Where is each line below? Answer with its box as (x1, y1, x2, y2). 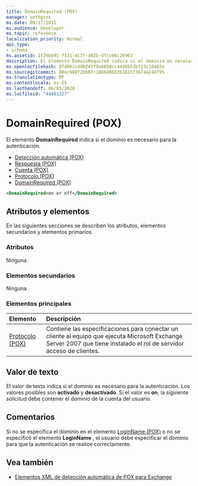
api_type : (6, 42, 31, 48)
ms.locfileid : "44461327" (6, 91, 70, 97)
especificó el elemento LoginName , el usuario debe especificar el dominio (6, 434, 189, 441)
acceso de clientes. (46, 347, 100, 355)
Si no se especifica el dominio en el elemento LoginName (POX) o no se (6, 428, 181, 435)
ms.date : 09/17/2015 (6, 19, 57, 25)
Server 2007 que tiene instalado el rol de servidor (46, 340, 184, 348)
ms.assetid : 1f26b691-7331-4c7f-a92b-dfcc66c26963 (6, 53, 133, 58)
